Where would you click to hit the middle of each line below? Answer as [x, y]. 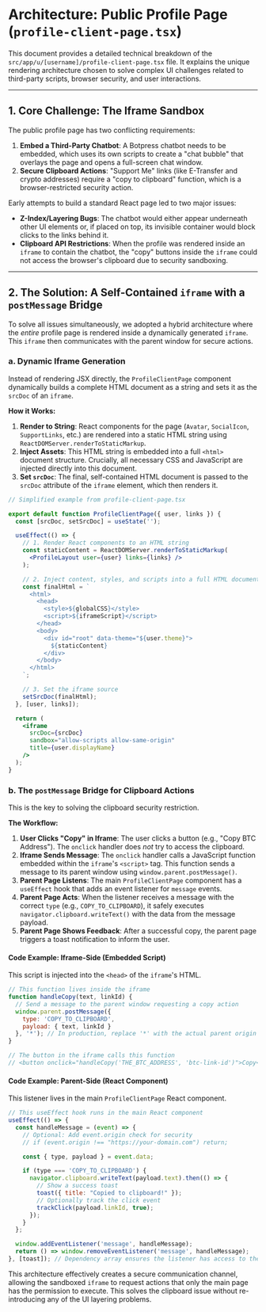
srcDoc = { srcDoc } [56, 733]
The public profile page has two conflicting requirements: [102, 130]
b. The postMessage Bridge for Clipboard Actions [101, 790]
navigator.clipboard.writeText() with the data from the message [127, 914]
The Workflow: [33, 823]
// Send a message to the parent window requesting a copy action [127, 1004]
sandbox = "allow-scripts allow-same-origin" [102, 741]
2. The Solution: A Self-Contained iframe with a [127, 293]
